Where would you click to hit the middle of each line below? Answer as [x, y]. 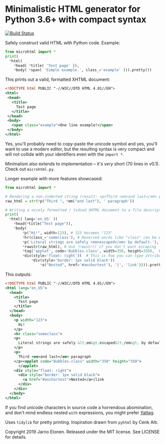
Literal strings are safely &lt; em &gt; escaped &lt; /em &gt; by [82, 343]
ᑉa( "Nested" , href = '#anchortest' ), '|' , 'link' [89, 265]
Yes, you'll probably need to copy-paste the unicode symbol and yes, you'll [81, 143]
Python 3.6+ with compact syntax [76, 19]
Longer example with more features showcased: [54, 178]
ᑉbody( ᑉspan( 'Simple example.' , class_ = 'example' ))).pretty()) [83, 70]
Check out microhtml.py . [30, 169]
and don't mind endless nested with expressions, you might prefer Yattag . [80, 412]
